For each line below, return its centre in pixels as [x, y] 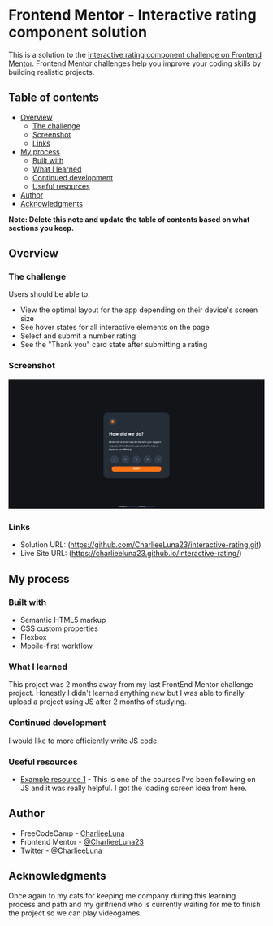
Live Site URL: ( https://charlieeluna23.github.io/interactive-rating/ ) [131, 554]
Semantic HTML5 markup [63, 620]
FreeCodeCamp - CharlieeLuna [72, 833]
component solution [78, 32]
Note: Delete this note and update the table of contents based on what [129, 219]
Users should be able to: [50, 294]
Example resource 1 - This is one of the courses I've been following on [138, 780]
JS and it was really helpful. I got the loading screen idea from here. [134, 788]
